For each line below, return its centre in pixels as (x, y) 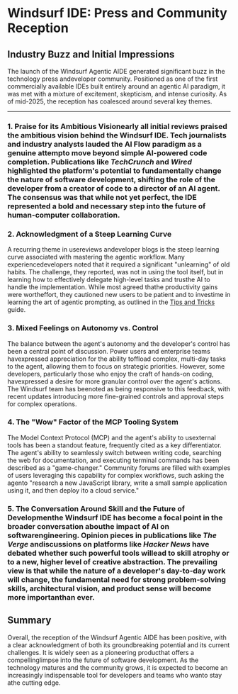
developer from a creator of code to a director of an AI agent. (114, 188)
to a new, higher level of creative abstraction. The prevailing (113, 561)
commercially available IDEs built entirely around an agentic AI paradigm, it (116, 86)
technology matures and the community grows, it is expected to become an (118, 667)
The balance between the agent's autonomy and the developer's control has (119, 343)
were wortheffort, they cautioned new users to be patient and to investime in (119, 295)
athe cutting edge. (34, 683)
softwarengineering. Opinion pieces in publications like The (112, 535)
